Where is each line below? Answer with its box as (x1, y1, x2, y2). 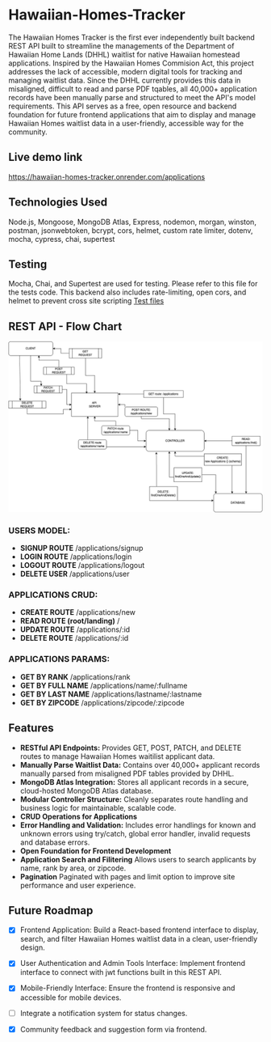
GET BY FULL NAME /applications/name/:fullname (19, 680, 188, 690)
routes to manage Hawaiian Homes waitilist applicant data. (19, 751, 215, 761)
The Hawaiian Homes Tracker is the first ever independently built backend (8, 32, 256, 42)
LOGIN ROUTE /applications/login (19, 552, 132, 561)
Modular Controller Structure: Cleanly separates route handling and (19, 794, 248, 804)
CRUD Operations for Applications (19, 811, 138, 821)
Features (8, 722, 54, 735)
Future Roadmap (8, 904, 94, 917)
